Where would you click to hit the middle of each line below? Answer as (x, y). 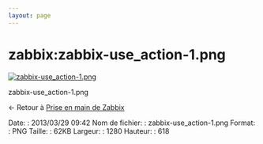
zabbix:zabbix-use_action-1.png (117, 54)
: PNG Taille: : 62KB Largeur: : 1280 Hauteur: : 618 (89, 131)
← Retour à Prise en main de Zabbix (66, 107)
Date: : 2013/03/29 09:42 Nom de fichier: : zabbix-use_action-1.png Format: (131, 123)
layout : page (30, 15)
